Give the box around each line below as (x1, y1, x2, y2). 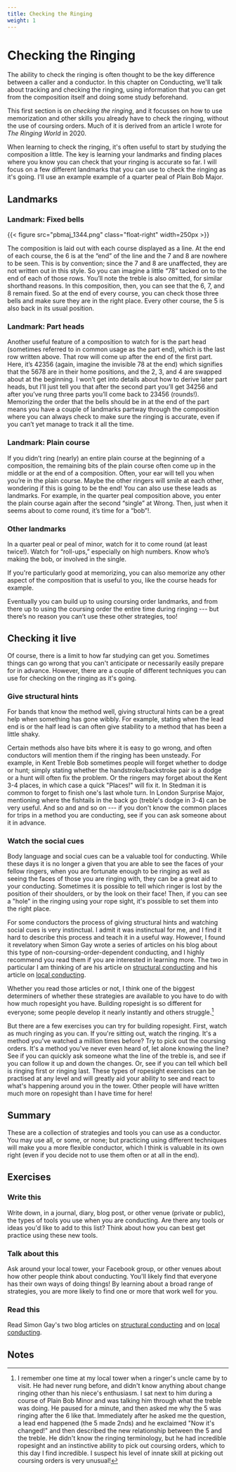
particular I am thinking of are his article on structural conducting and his (7, 963, 218, 972)
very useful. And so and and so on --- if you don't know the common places (7, 803, 228, 812)
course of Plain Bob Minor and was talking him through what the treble (17, 1396, 222, 1404)
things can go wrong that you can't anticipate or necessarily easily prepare (7, 659, 224, 667)
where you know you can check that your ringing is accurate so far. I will (7, 158, 217, 166)
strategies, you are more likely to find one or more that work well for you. (7, 1287, 218, 1295)
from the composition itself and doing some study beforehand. (7, 93, 188, 102)
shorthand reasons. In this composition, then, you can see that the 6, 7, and (7, 281, 225, 290)
